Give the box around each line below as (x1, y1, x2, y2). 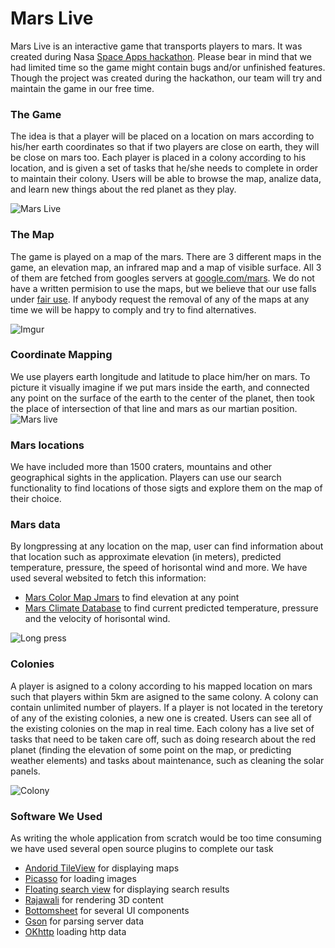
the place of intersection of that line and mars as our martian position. (10, 402, 298, 414)
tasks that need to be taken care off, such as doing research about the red (10, 733, 317, 745)
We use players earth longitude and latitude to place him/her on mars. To (10, 370, 311, 382)
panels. (10, 765, 41, 777)
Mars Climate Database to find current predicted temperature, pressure (24, 602, 319, 614)
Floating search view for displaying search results (24, 883, 230, 896)
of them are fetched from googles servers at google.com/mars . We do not (10, 272, 315, 284)
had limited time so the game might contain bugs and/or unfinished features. (10, 61, 326, 73)
